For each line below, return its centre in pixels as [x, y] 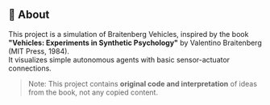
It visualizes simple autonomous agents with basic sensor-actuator [119, 59]
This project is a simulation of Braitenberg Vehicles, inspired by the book [129, 34]
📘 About [29, 15]
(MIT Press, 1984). [39, 51]
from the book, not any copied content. [93, 92]
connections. [30, 68]
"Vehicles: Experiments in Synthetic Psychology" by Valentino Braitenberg [135, 42]
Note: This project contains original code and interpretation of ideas [143, 83]
